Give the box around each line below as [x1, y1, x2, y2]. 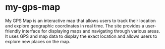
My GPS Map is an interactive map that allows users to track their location [5, 18, 156, 24]
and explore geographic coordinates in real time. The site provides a [5, 23, 145, 28]
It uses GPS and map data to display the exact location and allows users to [5, 33, 158, 39]
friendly [5, 28, 21, 34]
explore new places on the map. [5, 38, 71, 44]
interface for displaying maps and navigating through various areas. [22, 28, 160, 34]
